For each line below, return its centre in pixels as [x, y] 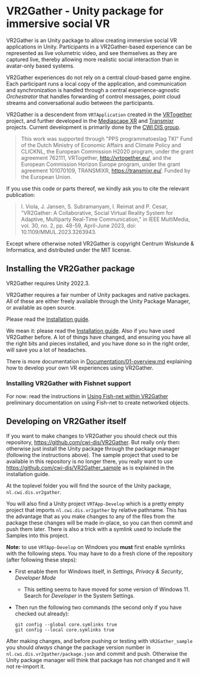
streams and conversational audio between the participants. [80, 102]
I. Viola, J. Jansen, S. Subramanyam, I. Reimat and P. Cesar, [94, 206]
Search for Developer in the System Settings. [79, 595]
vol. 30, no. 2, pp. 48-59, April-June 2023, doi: [78, 225]
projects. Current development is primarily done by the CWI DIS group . [93, 127]
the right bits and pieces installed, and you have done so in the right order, [98, 343]
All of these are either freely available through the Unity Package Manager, [98, 301]
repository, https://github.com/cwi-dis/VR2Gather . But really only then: [93, 442]
